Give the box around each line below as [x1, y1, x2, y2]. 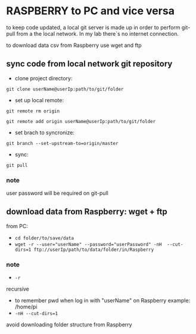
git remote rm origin [6, 108, 60, 114]
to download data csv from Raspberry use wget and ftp [6, 42, 142, 49]
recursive [6, 285, 30, 292]
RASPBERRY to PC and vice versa [6, 4, 175, 18]
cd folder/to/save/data [14, 235, 74, 241]
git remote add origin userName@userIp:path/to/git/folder [6, 118, 156, 124]
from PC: [6, 222, 29, 229]
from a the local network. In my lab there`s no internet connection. [16, 30, 179, 37]
